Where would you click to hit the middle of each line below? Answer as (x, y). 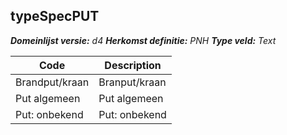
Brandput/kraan (52, 82)
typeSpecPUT (55, 16)
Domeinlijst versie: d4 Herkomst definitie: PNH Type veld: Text (143, 40)
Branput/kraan (132, 82)
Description (133, 65)
